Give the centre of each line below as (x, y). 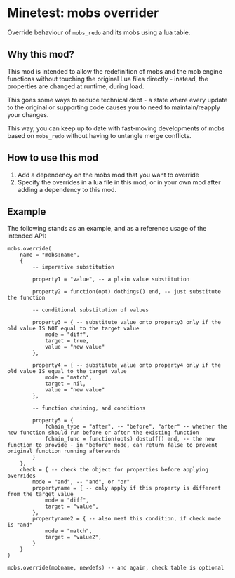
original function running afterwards (64, 451)
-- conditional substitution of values (91, 310)
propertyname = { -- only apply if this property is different (127, 488)
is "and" (20, 525)
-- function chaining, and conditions (89, 408)
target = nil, (65, 384)
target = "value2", (73, 537)
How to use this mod (53, 158)
